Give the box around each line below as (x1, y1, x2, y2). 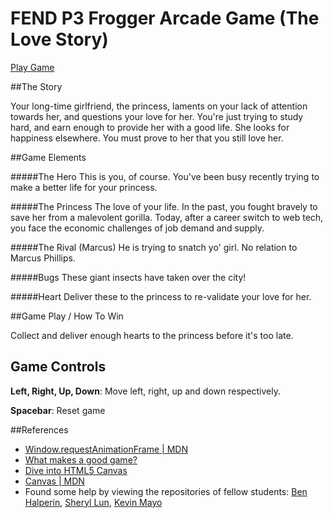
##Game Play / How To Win (10, 310, 124, 322)
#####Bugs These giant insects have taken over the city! (10, 271, 247, 283)
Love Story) (10, 28, 109, 51)
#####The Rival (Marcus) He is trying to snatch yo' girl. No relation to (10, 241, 298, 253)
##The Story (10, 80, 63, 92)
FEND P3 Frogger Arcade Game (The (10, 7, 320, 30)
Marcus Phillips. (10, 252, 76, 264)
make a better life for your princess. (10, 181, 158, 193)
